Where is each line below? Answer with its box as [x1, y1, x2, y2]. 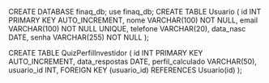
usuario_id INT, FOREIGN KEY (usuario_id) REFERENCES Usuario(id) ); [8, 65, 243, 75]
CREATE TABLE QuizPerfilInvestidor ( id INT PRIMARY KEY [8, 48, 203, 57]
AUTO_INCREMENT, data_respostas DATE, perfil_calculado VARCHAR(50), [8, 56, 258, 66]
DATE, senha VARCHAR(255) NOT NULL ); [8, 32, 150, 42]
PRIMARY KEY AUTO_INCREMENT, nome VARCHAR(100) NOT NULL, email [8, 15, 258, 25]
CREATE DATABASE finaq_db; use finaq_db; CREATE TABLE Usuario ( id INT [8, 7, 262, 16]
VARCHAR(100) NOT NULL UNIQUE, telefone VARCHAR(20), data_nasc [8, 24, 246, 33]
